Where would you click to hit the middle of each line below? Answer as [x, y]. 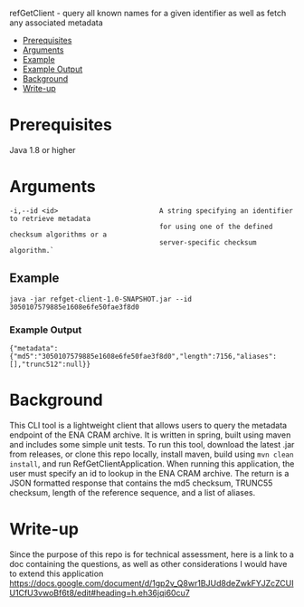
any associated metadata [57, 23]
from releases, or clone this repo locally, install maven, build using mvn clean [152, 454]
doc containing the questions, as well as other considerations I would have [148, 564]
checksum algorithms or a [58, 235]
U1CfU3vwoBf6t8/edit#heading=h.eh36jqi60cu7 [100, 593]
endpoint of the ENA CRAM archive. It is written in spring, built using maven [150, 435]
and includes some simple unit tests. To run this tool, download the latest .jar [152, 444]
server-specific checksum [208, 242]
